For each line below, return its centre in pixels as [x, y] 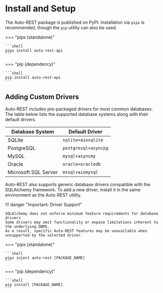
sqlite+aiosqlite [83, 140]
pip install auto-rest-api [33, 77]
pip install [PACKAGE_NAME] [34, 285]
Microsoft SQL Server [33, 172]
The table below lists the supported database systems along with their [77, 114]
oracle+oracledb [82, 164]
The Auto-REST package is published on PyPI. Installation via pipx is [75, 22]
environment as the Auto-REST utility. [43, 195]
